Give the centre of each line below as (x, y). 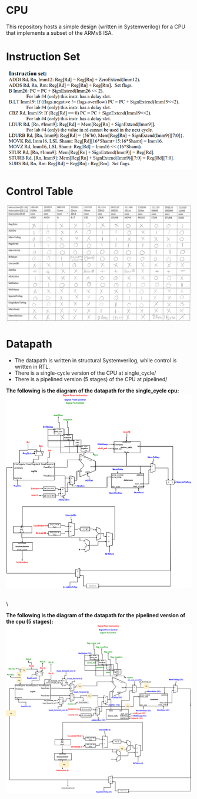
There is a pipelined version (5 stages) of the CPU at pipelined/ (91, 379)
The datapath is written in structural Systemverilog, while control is (96, 360)
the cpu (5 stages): (30, 622)
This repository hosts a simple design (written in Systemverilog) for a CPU (96, 27)
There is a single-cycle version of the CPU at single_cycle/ (85, 373)
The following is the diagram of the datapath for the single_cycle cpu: (93, 391)
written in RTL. (32, 366)
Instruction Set (43, 57)
